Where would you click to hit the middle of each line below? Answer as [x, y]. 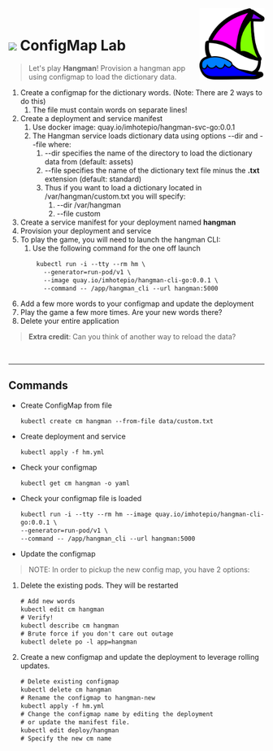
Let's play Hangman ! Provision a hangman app [107, 68]
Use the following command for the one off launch [117, 248]
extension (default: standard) [93, 179]
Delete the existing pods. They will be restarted [99, 585]
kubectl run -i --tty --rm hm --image [86, 514]
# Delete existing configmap [69, 681]
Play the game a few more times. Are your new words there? [121, 312]
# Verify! [37, 618]
